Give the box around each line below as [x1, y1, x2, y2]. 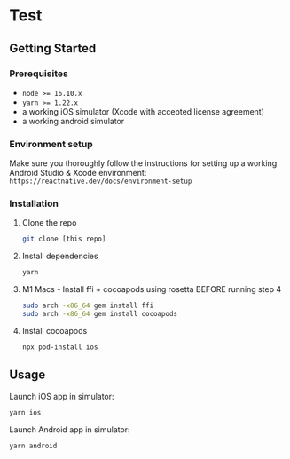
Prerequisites [9, 67, 68, 80]
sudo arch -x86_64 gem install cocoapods [21, 310, 178, 319]
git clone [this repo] [21, 234, 106, 244]
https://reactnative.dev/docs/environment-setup [9, 177, 192, 186]
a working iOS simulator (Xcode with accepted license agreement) [21, 106, 264, 116]
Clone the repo [21, 218, 77, 228]
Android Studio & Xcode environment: [9, 168, 147, 178]
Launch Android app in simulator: [9, 423, 130, 435]
